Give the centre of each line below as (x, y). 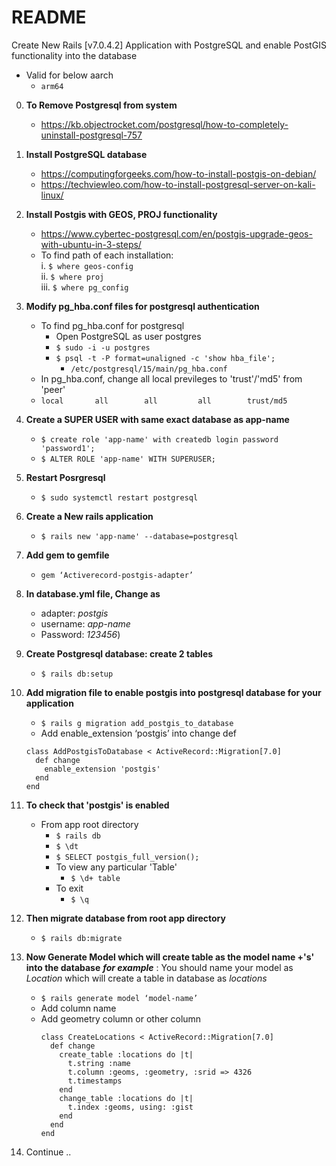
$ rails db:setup (77, 674)
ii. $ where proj (72, 276)
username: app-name (85, 623)
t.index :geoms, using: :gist (130, 1107)
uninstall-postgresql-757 (91, 135)
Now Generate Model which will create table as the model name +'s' (170, 957)
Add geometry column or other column (121, 1018)
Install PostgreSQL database (86, 154)
